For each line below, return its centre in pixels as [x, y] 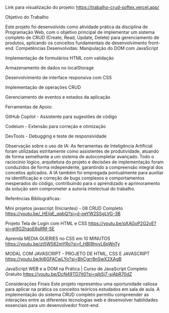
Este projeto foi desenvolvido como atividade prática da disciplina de [77, 27]
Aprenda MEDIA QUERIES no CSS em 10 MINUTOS [58, 238]
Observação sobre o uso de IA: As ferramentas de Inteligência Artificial [79, 146]
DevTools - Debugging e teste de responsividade [56, 136]
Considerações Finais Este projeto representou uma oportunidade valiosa [81, 284]
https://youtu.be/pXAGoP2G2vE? [122, 223]
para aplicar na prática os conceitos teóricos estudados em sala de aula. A [82, 289]
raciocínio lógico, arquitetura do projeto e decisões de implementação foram [84, 162]
